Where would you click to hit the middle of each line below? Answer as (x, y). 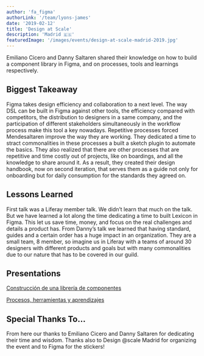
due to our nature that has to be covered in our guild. (72, 254)
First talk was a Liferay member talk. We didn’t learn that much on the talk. (100, 209)
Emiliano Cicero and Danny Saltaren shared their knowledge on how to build (102, 58)
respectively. (22, 70)
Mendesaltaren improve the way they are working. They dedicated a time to (101, 136)
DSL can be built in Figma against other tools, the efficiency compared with (100, 111)
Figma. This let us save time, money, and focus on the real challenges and (99, 222)
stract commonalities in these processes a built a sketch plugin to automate (101, 143)
